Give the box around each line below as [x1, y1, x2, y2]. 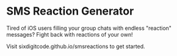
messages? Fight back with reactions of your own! [6, 30, 133, 38]
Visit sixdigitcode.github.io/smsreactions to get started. [6, 43, 145, 50]
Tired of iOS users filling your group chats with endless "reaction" [6, 24, 172, 32]
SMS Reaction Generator [6, 4, 134, 18]
